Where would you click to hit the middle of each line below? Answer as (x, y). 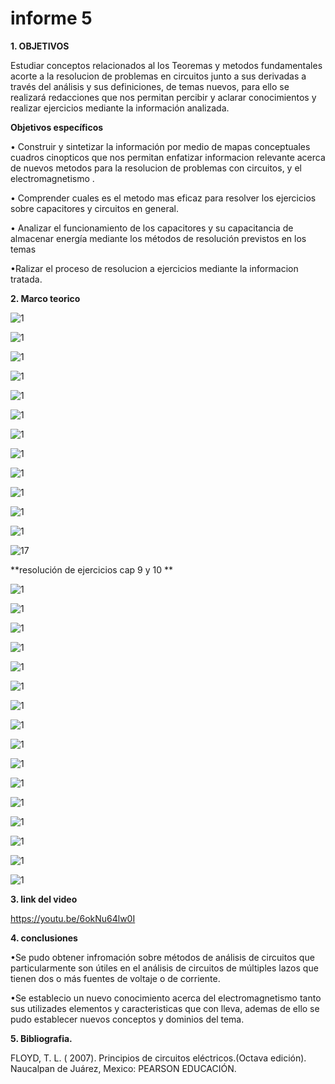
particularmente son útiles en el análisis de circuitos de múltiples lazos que (164, 968)
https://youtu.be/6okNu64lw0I (73, 918)
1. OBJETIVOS (40, 46)
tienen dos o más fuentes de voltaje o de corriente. (115, 978)
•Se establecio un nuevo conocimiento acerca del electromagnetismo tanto (166, 998)
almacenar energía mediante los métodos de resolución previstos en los (158, 238)
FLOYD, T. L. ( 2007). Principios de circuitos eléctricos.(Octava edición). (158, 1058)
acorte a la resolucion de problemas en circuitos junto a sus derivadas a (158, 76)
